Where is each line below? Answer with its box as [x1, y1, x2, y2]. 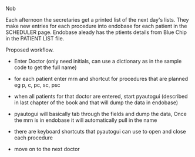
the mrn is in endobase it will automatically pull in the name [14, 117, 157, 124]
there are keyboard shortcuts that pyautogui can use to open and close [14, 128, 186, 135]
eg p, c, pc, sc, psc [14, 81, 60, 88]
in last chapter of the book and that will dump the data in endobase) [14, 99, 179, 106]
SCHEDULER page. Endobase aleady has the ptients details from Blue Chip [5, 29, 187, 36]
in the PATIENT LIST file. [5, 35, 65, 42]
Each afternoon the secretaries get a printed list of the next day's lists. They [5, 16, 189, 23]
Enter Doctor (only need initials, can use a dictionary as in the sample [14, 58, 182, 64]
